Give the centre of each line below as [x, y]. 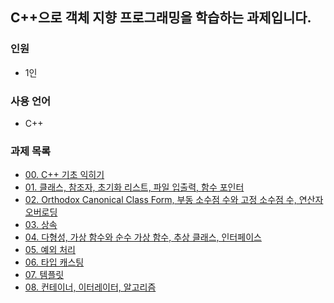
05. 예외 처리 [50, 250]
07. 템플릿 [44, 275]
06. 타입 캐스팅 [54, 262]
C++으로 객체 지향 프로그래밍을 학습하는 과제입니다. [161, 18]
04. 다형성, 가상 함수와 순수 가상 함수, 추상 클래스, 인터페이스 [143, 237]
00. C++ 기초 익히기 [64, 175]
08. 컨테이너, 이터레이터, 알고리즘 [90, 287]
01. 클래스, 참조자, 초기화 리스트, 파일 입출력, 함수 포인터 [134, 187]
